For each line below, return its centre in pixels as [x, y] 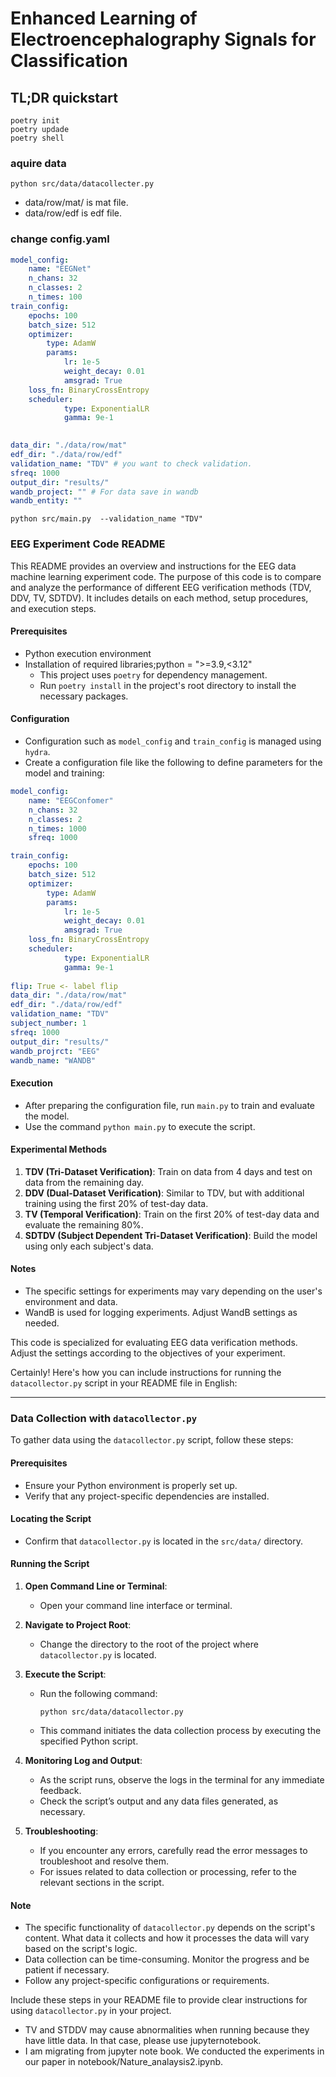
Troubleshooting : [61, 1831]
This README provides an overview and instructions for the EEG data [153, 566]
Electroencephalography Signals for [163, 39]
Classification [69, 61]
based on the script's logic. [81, 1949]
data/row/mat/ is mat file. [76, 203]
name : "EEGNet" [60, 269]
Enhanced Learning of [104, 18]
